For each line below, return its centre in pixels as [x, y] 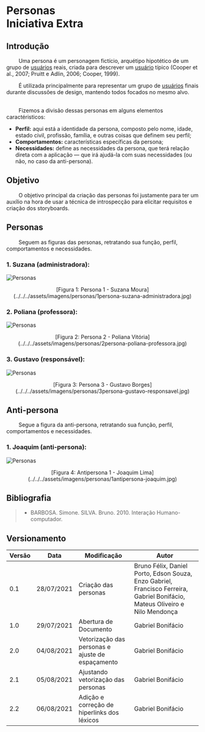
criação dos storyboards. [38, 208]
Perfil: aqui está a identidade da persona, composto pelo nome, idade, [104, 129]
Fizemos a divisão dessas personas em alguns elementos [91, 110]
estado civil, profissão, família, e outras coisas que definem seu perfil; [103, 135]
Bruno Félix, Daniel [161, 566]
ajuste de [92, 654]
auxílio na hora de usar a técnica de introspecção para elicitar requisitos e [99, 202]
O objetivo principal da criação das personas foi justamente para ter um [108, 195]
